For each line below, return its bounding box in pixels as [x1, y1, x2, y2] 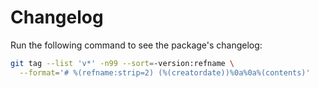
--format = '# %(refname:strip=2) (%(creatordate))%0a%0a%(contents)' [19, 67, 311, 78]
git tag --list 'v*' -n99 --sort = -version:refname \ [10, 58, 235, 68]
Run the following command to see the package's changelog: [10, 39, 263, 51]
